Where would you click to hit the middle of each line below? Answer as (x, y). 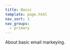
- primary (19, 28)
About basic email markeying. (35, 42)
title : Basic (18, 10)
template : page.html (26, 14)
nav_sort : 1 (17, 19)
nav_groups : (17, 24)
